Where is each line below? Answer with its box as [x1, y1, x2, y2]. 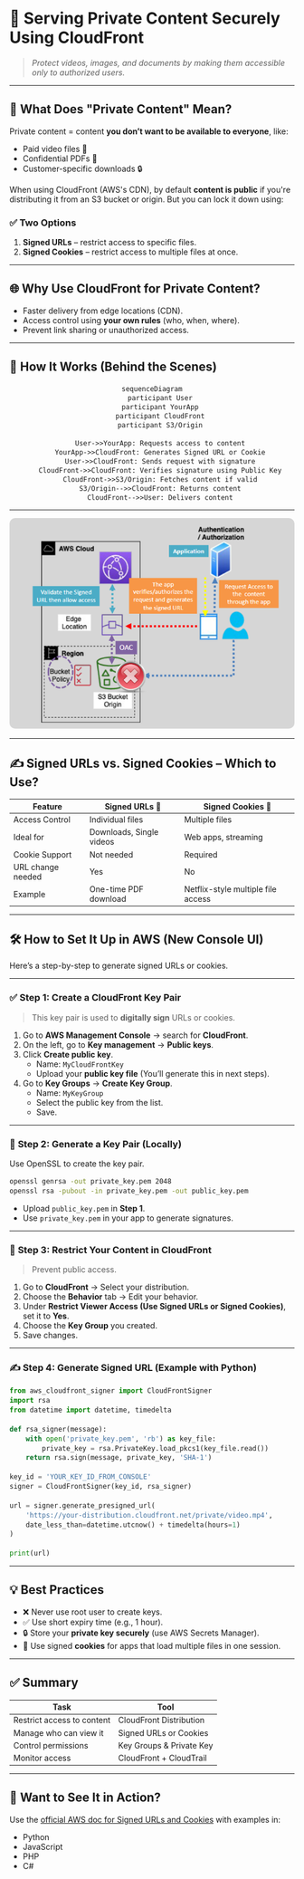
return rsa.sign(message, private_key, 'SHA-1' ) [25, 1453, 213, 1462]
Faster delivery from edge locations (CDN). [22, 305, 184, 316]
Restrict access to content [13, 1715, 111, 1726]
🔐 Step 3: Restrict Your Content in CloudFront [9, 1243, 213, 1256]
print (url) [9, 1548, 51, 1558]
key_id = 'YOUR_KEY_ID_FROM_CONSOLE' [9, 1472, 152, 1481]
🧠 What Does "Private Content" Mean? [9, 101, 233, 117]
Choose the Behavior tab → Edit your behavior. [22, 1291, 199, 1302]
